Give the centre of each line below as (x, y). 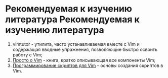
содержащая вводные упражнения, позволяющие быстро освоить (85, 49)
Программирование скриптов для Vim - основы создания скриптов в (88, 65)
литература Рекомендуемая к (73, 19)
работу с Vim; (28, 55)
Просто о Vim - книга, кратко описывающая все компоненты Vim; (84, 60)
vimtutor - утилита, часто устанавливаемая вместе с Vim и (76, 44)
